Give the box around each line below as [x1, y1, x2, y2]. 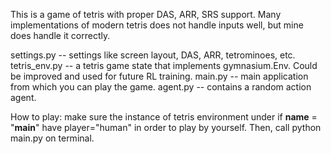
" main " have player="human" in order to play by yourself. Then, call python [10, 122, 322, 133]
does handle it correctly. [10, 30, 111, 41]
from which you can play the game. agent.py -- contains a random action [10, 81, 312, 93]
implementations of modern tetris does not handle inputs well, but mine [10, 19, 304, 31]
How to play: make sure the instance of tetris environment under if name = [10, 111, 318, 123]
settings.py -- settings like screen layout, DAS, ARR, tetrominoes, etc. [10, 49, 296, 61]
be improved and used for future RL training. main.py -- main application [10, 70, 309, 82]
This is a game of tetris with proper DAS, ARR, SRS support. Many [10, 9, 282, 20]
